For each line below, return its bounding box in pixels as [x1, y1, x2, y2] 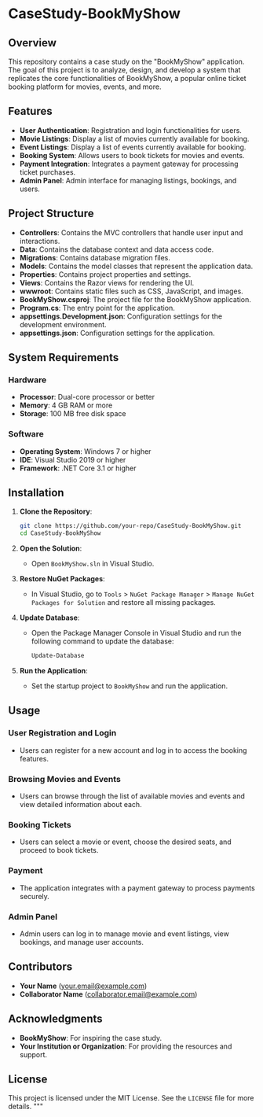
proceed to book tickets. [19, 846, 99, 855]
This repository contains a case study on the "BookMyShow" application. [8, 57, 245, 66]
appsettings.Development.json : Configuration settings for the [19, 312, 222, 321]
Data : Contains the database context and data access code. [19, 245, 214, 254]
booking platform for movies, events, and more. [8, 82, 162, 91]
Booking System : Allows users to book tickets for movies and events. [19, 150, 245, 160]
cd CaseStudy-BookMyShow [19, 529, 101, 537]
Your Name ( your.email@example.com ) [19, 981, 148, 990]
